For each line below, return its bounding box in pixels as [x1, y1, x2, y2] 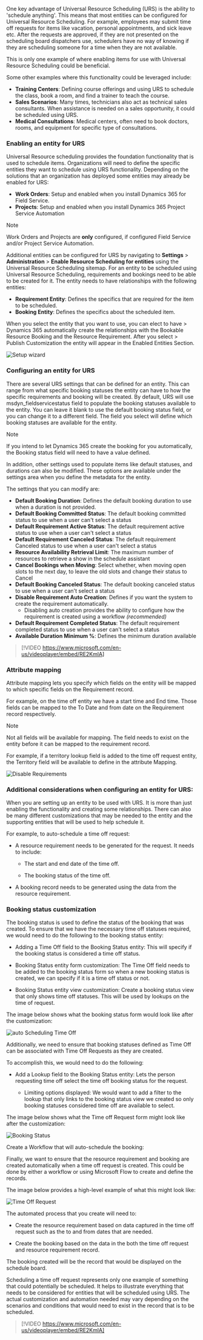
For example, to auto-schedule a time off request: [6, 830, 130, 837]
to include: [15, 848, 42, 856]
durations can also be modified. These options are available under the [6, 467, 181, 474]
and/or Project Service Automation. [6, 240, 95, 247]
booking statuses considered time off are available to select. [24, 1102, 175, 1109]
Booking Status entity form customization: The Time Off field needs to [15, 962, 190, 969]
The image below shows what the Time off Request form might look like [6, 1114, 185, 1121]
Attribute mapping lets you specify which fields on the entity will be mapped [6, 679, 196, 686]
